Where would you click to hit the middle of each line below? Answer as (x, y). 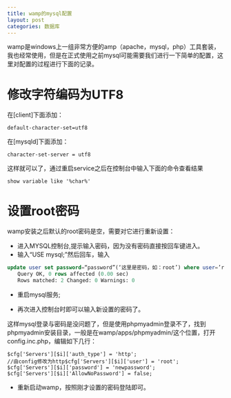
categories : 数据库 (33, 26)
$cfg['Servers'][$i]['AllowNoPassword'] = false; (80, 373)
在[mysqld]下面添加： (38, 141)
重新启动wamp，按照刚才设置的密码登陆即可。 (83, 387)
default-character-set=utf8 (48, 128)
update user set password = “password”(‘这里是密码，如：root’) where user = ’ (114, 268)
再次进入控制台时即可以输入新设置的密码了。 (81, 309)
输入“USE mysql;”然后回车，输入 (63, 255)
